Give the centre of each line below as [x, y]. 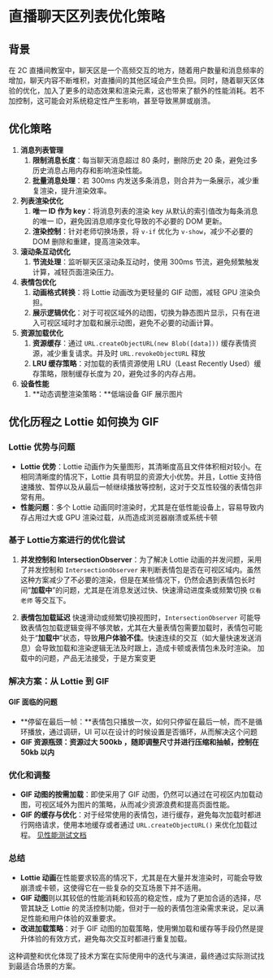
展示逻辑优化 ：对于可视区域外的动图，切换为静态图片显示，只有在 [143, 312]
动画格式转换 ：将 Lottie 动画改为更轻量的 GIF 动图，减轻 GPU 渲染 [143, 292]
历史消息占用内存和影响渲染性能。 [89, 170]
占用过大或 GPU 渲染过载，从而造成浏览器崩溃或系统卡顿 [122, 517]
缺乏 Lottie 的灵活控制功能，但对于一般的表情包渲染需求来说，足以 [146, 908]
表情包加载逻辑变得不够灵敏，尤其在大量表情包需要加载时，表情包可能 [145, 628]
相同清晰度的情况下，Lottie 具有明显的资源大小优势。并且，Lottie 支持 [137, 476]
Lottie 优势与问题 [42, 447]
